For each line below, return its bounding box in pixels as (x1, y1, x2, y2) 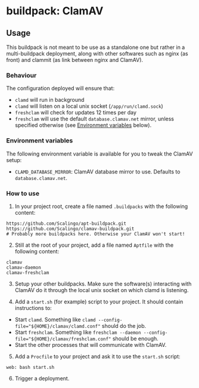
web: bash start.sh (6, 364, 55, 370)
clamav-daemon (6, 264, 42, 271)
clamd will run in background (14, 97, 85, 104)
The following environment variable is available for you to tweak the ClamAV (6, 150, 193, 157)
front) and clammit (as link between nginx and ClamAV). (6, 57, 144, 63)
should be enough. (112, 335, 159, 342)
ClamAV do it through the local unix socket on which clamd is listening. (14, 286, 189, 293)
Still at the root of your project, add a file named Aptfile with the (14, 241, 174, 249)
